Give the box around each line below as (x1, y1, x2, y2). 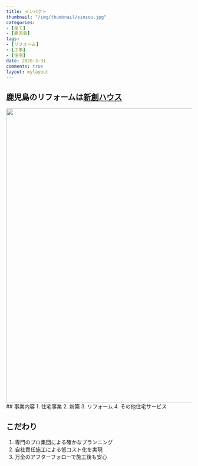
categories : (6, 19, 35, 25)
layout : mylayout (6, 69, 49, 75)
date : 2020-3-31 (6, 58, 46, 64)
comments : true (6, 63, 44, 69)
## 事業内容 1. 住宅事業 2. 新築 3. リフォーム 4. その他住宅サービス (6, 403, 167, 410)
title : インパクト (6, 8, 47, 15)
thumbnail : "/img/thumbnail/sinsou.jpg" (6, 14, 107, 20)
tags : (6, 36, 19, 42)
